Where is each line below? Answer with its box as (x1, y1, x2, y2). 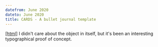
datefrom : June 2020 (5, 7, 49, 13)
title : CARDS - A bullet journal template (5, 17, 96, 22)
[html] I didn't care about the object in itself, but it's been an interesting (5, 31, 153, 37)
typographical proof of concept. (5, 36, 72, 42)
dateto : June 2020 (5, 12, 44, 17)
